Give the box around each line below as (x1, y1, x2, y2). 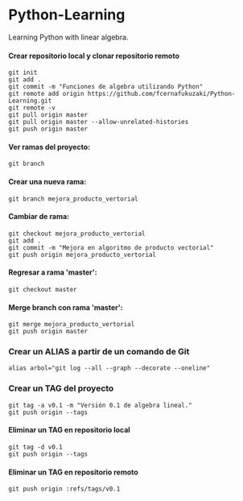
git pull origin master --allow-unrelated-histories (8, 118, 189, 126)
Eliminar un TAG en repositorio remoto (8, 467, 138, 477)
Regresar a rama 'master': (8, 267, 98, 277)
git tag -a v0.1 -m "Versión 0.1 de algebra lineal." (8, 401, 193, 409)
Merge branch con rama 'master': (8, 302, 123, 312)
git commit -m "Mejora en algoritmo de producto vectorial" (8, 243, 215, 251)
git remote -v (8, 104, 56, 112)
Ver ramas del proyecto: (8, 142, 91, 151)
